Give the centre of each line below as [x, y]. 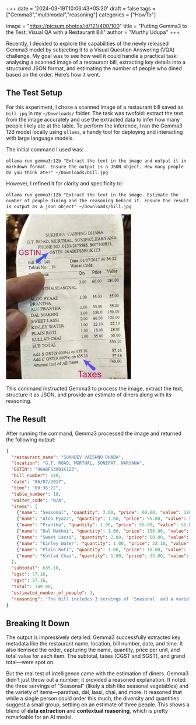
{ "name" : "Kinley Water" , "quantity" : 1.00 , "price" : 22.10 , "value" [103, 543]
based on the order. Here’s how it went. [53, 75]
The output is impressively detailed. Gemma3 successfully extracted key [93, 637]
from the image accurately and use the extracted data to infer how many [93, 119]
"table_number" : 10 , [36, 494]
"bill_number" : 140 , [36, 476]
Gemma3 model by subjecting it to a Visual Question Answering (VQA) [90, 50]
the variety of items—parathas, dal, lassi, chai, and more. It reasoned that [94, 692]
